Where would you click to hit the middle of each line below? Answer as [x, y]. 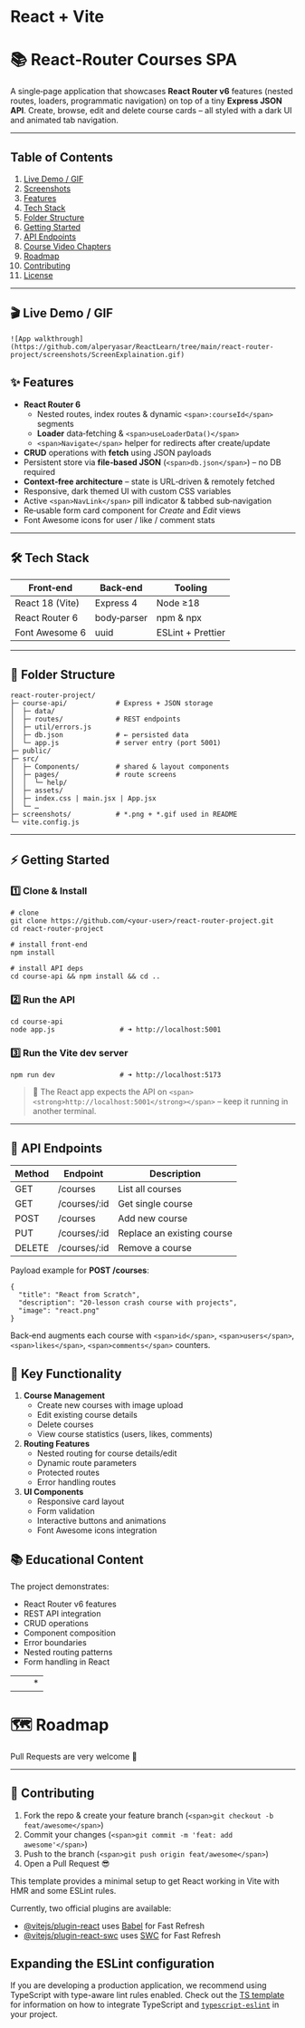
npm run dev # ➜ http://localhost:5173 [116, 1075]
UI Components [53, 1492]
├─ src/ [25, 759]
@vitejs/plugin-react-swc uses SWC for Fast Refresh [122, 1935]
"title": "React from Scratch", [80, 1295]
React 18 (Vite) [48, 603]
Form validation [66, 1511]
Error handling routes [76, 1482]
